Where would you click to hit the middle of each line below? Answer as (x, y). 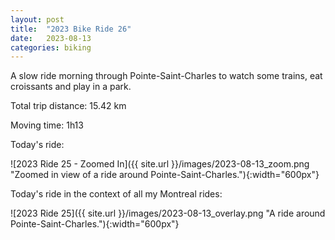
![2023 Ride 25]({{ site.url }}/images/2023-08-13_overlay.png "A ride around (168, 213)
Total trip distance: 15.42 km (68, 106)
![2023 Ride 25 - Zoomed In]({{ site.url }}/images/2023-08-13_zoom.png (160, 164)
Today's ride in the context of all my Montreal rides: (116, 194)
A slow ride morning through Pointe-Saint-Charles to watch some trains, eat (166, 76)
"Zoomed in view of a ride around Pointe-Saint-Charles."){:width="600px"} (165, 175)
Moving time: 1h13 (47, 125)
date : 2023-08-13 (51, 38)
